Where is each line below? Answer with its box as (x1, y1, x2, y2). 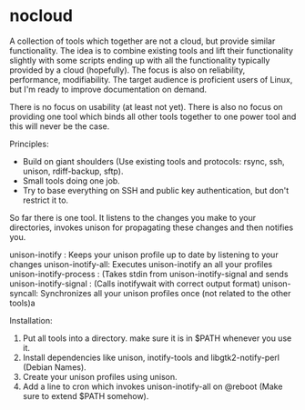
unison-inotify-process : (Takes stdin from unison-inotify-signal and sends (9, 268, 289, 279)
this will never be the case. (9, 120, 110, 132)
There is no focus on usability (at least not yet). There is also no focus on (9, 101, 284, 112)
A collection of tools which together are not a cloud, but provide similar (9, 35, 276, 46)
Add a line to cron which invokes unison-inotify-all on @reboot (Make (22, 381, 283, 392)
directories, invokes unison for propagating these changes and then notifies (9, 222, 294, 233)
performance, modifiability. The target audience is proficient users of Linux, (9, 74, 293, 85)
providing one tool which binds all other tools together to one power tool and (9, 111, 297, 122)
